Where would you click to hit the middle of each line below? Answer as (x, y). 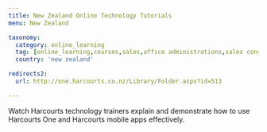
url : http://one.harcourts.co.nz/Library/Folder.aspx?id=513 (119, 81)
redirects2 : (28, 74)
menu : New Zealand (39, 23)
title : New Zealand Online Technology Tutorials (90, 16)
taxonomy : (25, 37)
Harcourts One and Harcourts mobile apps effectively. (97, 119)
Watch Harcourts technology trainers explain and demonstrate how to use (129, 111)
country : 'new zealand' (54, 60)
